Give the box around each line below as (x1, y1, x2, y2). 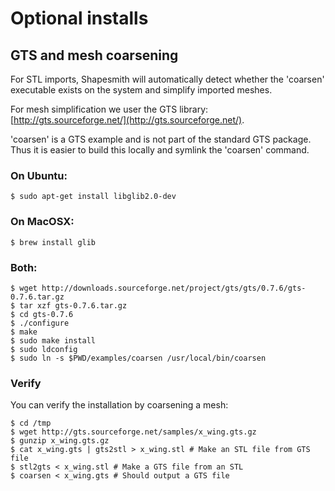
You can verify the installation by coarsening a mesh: (10, 399, 229, 411)
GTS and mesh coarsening (10, 47, 179, 64)
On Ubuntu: (10, 168, 68, 182)
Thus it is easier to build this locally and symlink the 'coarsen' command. (10, 144, 310, 156)
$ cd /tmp (10, 418, 52, 429)
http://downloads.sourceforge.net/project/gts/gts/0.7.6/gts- (41, 283, 307, 293)
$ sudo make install (10, 335, 97, 346)
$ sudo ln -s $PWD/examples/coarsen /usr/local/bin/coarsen (10, 353, 267, 363)
